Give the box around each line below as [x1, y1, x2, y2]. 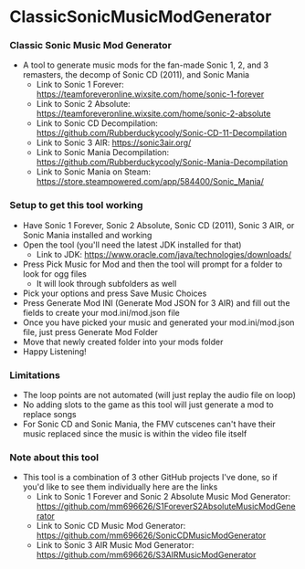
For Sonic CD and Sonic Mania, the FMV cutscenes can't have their [22, 418, 276, 430]
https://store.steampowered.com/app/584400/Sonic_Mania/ [36, 176, 265, 187]
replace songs [22, 409, 77, 420]
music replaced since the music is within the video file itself [22, 428, 247, 439]
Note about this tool [9, 451, 99, 463]
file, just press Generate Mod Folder [22, 326, 158, 337]
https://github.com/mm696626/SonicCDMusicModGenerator [36, 530, 267, 541]
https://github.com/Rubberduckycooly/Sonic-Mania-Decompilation [36, 157, 289, 168]
